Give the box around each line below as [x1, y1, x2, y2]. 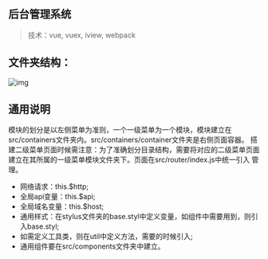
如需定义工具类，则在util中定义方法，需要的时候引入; [19, 232, 193, 241]
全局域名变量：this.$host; [19, 202, 104, 211]
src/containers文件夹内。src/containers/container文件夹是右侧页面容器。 [8, 135, 249, 145]
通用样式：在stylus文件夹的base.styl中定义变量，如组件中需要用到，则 [19, 212, 251, 222]
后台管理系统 [8, 7, 72, 22]
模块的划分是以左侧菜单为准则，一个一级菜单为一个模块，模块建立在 [8, 125, 232, 135]
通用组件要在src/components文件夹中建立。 [19, 241, 165, 251]
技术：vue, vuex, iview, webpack [27, 30, 136, 40]
